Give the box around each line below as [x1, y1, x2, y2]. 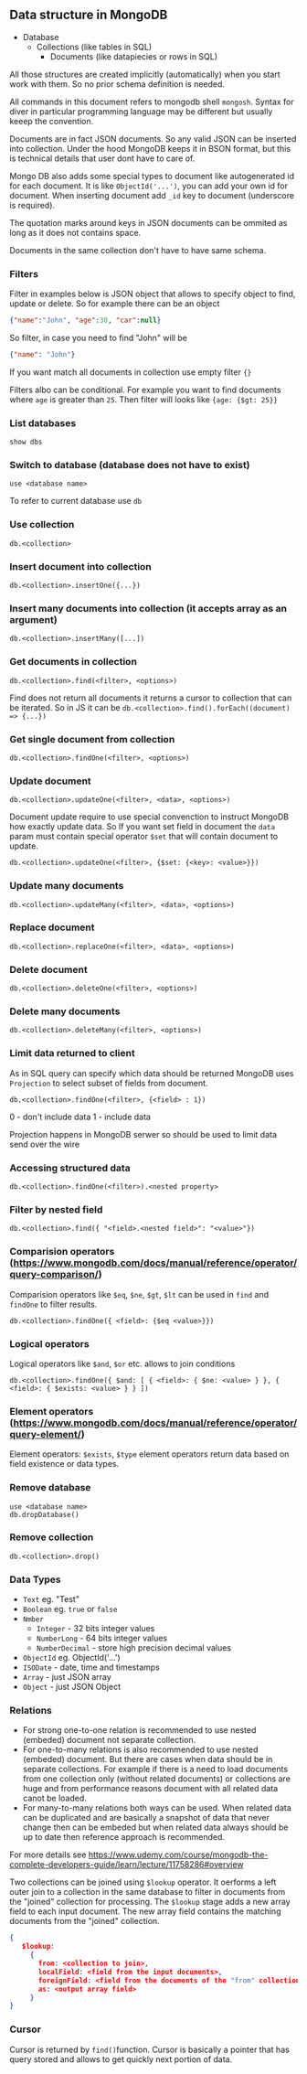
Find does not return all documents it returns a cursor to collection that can [9, 692, 292, 703]
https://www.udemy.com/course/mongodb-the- [88, 1849, 269, 1860]
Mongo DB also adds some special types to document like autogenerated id [9, 170, 295, 181]
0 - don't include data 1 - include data [9, 1111, 151, 1122]
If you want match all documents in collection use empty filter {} [9, 366, 252, 378]
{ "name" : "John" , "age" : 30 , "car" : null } [9, 315, 162, 326]
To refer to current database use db [9, 496, 143, 507]
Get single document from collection [9, 732, 175, 745]
